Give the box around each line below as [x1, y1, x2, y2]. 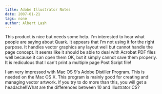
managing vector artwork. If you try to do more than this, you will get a [5, 79, 147, 85]
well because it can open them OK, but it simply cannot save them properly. [5, 54, 157, 61]
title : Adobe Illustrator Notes [5, 7, 71, 12]
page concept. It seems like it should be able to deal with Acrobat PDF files [5, 49, 156, 55]
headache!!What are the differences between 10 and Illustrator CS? [5, 84, 140, 90]
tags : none [5, 16, 27, 21]
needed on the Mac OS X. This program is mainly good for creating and [5, 74, 149, 80]
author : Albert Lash [5, 20, 47, 26]
